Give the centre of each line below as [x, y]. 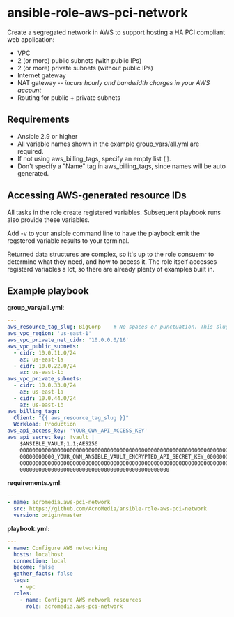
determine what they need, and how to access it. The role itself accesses [112, 261]
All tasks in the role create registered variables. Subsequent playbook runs [114, 212]
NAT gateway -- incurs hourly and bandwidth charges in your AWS [114, 82]
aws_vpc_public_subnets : [43, 346]
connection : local [40, 561]
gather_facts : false [43, 574]
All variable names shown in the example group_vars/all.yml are [108, 144]
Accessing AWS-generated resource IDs [97, 196]
